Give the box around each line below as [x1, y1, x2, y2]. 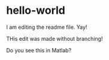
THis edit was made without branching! [6, 35, 103, 42]
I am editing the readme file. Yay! [6, 23, 87, 31]
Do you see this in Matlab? [6, 46, 72, 54]
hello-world [6, 4, 66, 17]
